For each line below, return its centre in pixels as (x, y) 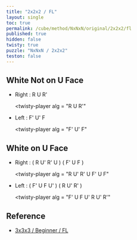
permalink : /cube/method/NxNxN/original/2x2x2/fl (69, 28)
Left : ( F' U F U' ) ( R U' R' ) (48, 186)
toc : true (18, 23)
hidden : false (24, 39)
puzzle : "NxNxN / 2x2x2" (37, 51)
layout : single (25, 17)
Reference (26, 216)
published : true (26, 34)
